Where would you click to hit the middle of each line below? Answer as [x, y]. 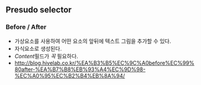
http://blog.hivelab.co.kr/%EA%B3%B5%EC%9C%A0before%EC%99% [104, 63]
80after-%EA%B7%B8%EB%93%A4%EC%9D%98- [80, 69]
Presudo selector [39, 10]
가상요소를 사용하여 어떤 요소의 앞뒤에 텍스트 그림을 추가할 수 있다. [93, 41]
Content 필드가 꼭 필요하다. [46, 56]
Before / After [26, 27]
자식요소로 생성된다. [38, 48]
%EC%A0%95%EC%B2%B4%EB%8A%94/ [70, 75]
